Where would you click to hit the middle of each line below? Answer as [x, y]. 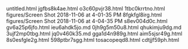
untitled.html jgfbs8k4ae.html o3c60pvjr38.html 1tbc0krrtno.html [86, 9]
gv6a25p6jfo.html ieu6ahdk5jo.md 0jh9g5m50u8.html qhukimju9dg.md [94, 27]
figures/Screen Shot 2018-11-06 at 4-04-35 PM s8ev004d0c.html [87, 21]
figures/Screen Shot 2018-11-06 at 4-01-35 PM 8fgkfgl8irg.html [84, 15]
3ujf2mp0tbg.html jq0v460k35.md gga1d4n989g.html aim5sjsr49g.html [94, 34]
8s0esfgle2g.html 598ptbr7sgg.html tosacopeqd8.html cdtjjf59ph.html [93, 40]
